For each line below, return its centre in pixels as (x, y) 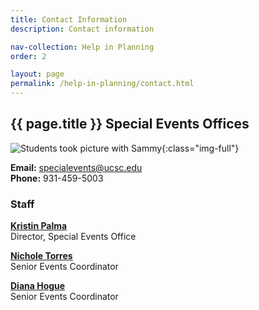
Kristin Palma (39, 226)
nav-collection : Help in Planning (82, 47)
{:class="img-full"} (200, 148)
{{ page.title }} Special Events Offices (130, 124)
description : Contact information (82, 29)
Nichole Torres (41, 256)
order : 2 (28, 56)
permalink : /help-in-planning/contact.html (102, 84)
